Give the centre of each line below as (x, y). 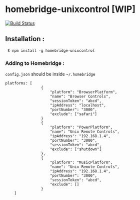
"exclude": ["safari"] (73, 114)
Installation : (25, 39)
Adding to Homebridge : (35, 63)
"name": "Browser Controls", (80, 96)
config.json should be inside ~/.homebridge (50, 74)
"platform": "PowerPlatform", (81, 127)
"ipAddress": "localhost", (78, 106)
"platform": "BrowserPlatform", (83, 92)
